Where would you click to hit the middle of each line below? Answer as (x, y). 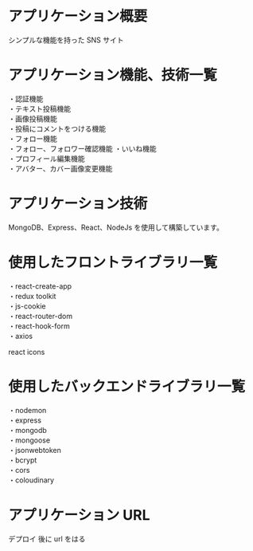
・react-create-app (40, 286)
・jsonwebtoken (35, 450)
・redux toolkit (32, 296)
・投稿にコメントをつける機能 (57, 128)
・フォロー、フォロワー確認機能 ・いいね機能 (82, 148)
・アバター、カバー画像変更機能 (60, 168)
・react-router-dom (41, 316)
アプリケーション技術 (78, 204)
